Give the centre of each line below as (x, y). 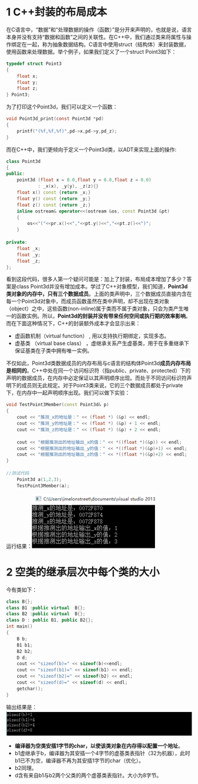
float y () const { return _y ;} (54, 198)
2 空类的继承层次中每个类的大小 (83, 572)
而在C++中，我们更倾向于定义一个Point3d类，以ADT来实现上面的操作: (91, 149)
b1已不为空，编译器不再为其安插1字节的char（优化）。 (79, 761)
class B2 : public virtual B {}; (46, 614)
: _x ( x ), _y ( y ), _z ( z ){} (68, 187)
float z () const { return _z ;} (54, 205)
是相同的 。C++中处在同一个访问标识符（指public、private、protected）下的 (98, 371)
